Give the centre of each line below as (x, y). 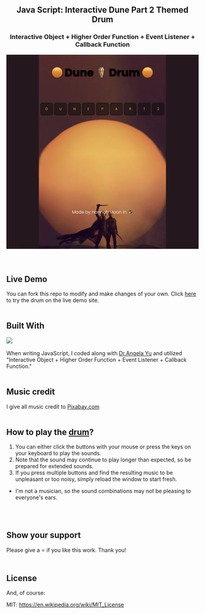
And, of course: (26, 593)
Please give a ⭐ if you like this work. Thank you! (66, 550)
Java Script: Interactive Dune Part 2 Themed (103, 10)
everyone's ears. (36, 497)
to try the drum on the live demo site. (53, 300)
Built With (25, 326)
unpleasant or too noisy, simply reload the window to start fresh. (96, 479)
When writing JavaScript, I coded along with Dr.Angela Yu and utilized (94, 353)
